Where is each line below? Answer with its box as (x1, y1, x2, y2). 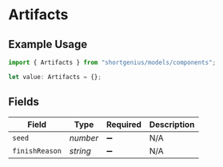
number (69, 132, 99, 143)
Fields (8, 95, 40, 109)
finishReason (12, 146, 62, 155)
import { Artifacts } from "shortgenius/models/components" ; (8, 58, 217, 66)
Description (149, 118, 195, 129)
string (69, 145, 92, 157)
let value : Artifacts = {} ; (8, 73, 102, 81)
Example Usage (8, 38, 88, 51)
